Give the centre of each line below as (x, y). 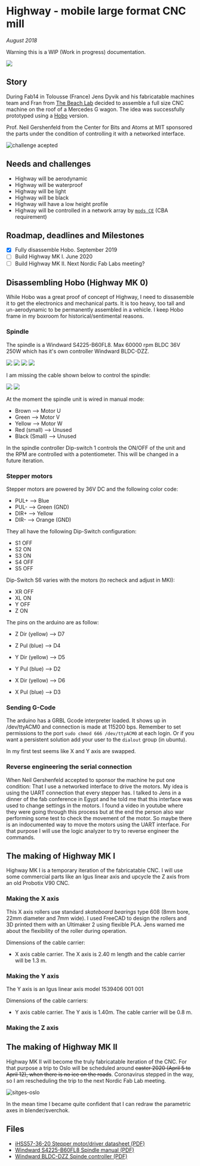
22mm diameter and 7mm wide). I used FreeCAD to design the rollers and (96, 918)
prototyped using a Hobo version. (47, 116)
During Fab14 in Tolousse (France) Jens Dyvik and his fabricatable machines (100, 96)
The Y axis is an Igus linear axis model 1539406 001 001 (75, 989)
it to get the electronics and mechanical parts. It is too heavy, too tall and (96, 303)
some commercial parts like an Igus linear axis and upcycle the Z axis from (98, 877)
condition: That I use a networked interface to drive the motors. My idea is (97, 786)
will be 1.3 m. (31, 960)
